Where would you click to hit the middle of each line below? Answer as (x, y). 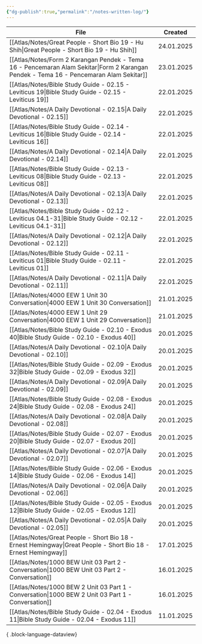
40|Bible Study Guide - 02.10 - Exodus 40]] (73, 337)
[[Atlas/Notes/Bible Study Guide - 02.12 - (69, 211)
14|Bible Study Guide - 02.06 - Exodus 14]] (73, 475)
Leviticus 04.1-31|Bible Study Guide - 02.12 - (76, 218)
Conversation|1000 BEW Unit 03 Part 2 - (68, 569)
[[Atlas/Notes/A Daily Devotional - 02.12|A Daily (78, 235)
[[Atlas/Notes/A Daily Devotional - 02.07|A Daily (78, 451)
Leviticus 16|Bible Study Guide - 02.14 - (68, 134)
